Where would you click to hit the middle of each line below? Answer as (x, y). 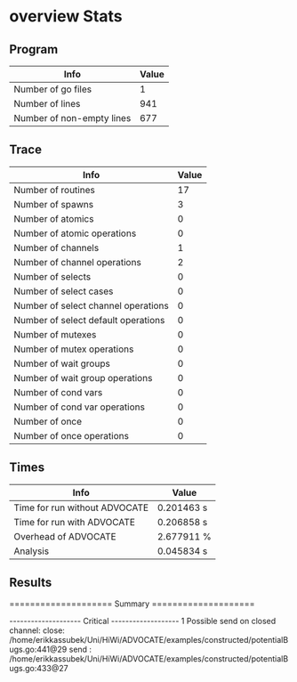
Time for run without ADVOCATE (81, 507)
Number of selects (52, 276)
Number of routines (54, 190)
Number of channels (56, 248)
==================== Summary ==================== (132, 604)
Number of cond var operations (79, 407)
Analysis (32, 551)
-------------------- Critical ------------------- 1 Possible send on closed (143, 621)
